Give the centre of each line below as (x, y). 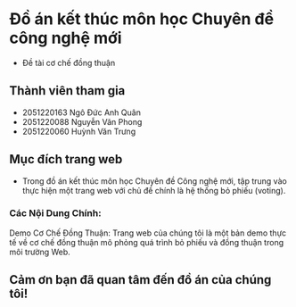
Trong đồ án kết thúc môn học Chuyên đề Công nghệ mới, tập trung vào (154, 181)
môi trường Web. (40, 252)
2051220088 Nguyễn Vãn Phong (82, 121)
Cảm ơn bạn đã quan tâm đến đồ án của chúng (140, 280)
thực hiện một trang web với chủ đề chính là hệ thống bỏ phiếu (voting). (154, 190)
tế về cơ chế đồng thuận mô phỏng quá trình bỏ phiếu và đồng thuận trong (146, 242)
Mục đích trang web (66, 159)
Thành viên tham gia (67, 91)
